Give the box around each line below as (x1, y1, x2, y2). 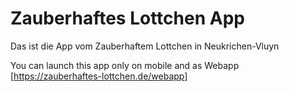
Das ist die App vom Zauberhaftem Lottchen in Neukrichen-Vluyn (10, 40, 280, 52)
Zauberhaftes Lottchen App (10, 7, 245, 30)
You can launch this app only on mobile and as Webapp (10, 59, 240, 71)
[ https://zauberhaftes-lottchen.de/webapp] (10, 70, 188, 82)
